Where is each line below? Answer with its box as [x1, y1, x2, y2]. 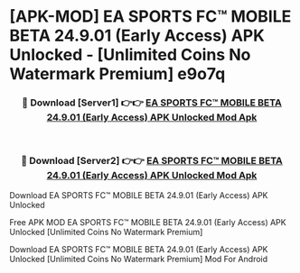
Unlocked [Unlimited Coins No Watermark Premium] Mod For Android [9, 253, 268, 264]
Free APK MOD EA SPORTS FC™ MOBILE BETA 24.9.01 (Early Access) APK [9, 216, 286, 227]
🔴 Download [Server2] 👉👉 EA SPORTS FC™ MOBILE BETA [21, 155, 283, 168]
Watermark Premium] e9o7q [9, 64, 226, 85]
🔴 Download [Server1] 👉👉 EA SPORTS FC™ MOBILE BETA [22, 96, 282, 109]
